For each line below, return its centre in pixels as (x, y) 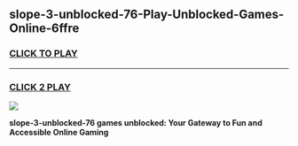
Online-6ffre (44, 29)
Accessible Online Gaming (59, 132)
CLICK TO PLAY (43, 54)
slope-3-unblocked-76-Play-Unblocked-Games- (147, 15)
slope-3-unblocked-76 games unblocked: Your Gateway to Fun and (136, 122)
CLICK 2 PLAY (40, 87)
